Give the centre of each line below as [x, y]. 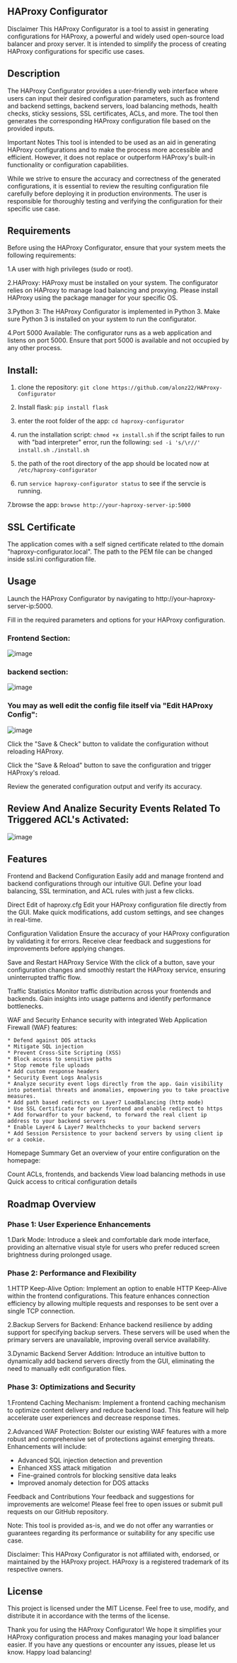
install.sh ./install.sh [53, 450]
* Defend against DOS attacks [52, 1041]
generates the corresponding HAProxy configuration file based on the [109, 121]
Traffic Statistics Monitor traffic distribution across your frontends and [109, 991]
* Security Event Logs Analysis [55, 1078]
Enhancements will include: [47, 1446]
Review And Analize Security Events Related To [114, 808]
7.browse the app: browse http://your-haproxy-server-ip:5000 [99, 505]
